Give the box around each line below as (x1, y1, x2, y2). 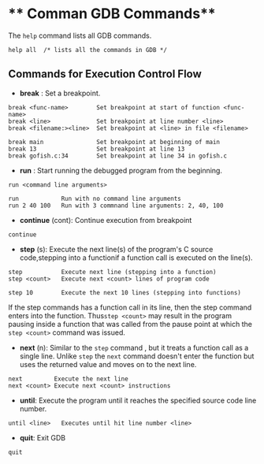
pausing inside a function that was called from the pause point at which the (8, 319, 252, 329)
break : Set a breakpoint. (19, 88, 101, 98)
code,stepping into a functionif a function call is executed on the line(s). (19, 253, 254, 262)
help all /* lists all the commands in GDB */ (8, 46, 168, 54)
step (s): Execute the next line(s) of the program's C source (19, 244, 214, 254)
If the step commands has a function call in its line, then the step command (8, 303, 252, 312)
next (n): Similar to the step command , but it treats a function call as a (19, 343, 249, 352)
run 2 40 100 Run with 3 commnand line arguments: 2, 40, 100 (8, 202, 224, 210)
